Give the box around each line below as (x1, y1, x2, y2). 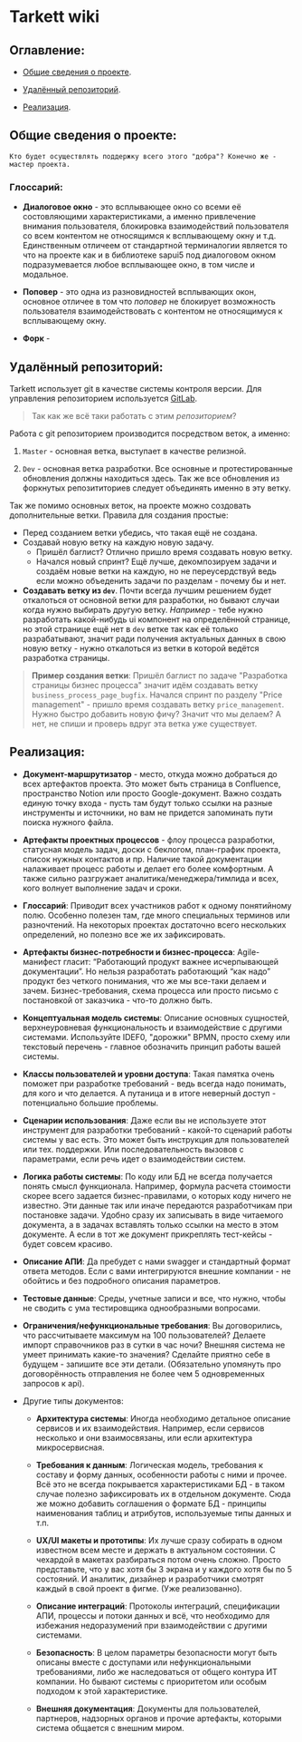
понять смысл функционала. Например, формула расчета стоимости (22, 1181, 291, 1192)
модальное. (22, 269, 70, 280)
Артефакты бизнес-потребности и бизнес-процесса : (22, 946, 235, 958)
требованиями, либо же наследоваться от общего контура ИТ (35, 1666, 278, 1677)
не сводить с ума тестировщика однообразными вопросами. (22, 1302, 260, 1313)
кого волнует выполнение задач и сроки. (22, 882, 183, 893)
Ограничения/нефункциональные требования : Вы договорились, (22, 1319, 283, 1330)
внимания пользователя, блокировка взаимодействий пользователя (22, 220, 289, 232)
